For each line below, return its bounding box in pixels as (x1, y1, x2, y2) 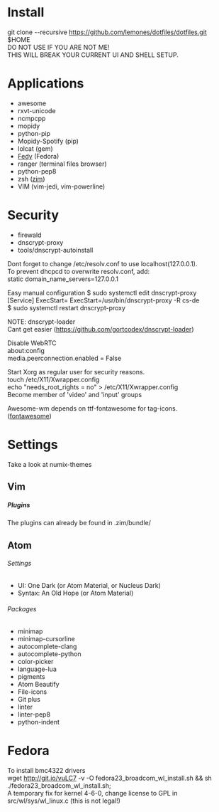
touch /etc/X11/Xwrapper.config (7, 375, 100, 384)
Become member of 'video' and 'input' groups (7, 390, 142, 399)
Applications (7, 75, 84, 92)
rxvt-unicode (17, 106, 56, 115)
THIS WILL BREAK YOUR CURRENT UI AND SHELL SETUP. (7, 51, 179, 59)
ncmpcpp (17, 114, 46, 122)
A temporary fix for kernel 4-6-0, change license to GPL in (7, 789, 178, 797)
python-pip (17, 129, 51, 137)
